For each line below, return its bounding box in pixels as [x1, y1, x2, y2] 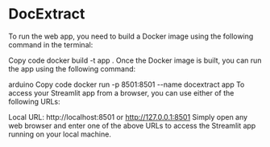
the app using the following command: [8, 63, 136, 73]
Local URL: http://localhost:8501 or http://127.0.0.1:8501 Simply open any [8, 112, 248, 121]
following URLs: [8, 96, 60, 106]
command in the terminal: [8, 39, 93, 49]
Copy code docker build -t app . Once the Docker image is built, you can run [8, 55, 262, 65]
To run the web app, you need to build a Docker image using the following [8, 31, 254, 41]
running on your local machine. [8, 129, 111, 139]
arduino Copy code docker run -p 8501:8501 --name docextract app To [8, 80, 245, 89]
